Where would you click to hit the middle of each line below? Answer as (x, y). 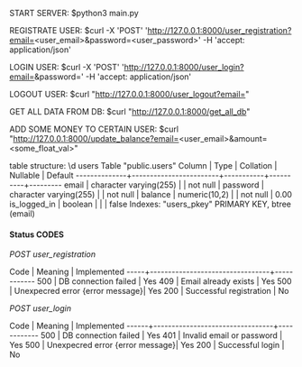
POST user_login (41, 308)
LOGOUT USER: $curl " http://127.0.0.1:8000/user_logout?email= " (129, 94)
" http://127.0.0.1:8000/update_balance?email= (94, 138)
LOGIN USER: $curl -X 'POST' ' (67, 67)
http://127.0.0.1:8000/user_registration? (220, 30)
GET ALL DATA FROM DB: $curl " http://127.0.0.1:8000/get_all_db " (130, 111)
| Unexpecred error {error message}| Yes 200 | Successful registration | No (149, 291)
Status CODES (37, 234)
